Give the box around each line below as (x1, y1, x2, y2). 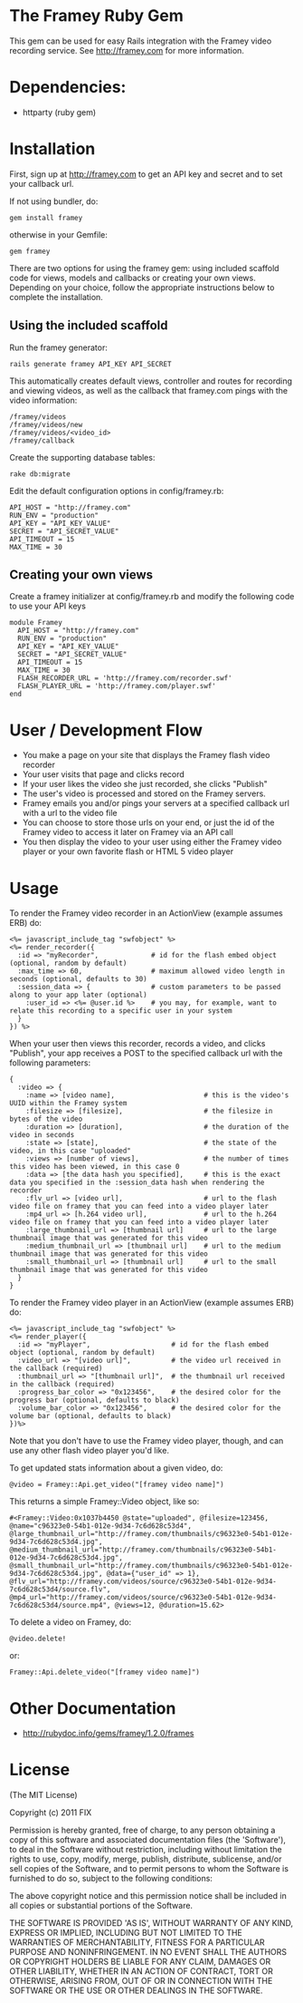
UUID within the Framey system (9, 1099, 128, 1108)
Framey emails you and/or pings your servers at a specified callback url (22, 798, 289, 809)
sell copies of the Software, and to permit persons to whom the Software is (9, 1863, 289, 1874)
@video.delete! (9, 1634, 67, 1644)
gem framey (9, 247, 51, 256)
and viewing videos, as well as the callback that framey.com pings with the (9, 384, 288, 395)
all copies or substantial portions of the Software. (9, 1901, 193, 1911)
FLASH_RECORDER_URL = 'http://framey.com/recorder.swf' (17, 674, 232, 683)
